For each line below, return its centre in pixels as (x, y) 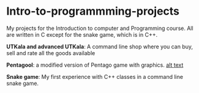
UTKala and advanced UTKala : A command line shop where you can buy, (100, 46)
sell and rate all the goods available (51, 53)
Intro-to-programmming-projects (93, 11)
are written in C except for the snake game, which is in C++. (82, 34)
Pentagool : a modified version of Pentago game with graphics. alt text (95, 65)
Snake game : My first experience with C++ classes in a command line (95, 76)
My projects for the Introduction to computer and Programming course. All (100, 28)
